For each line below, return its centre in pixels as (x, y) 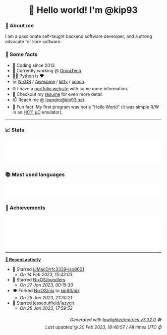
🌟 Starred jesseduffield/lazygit (43, 303)
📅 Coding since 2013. (34, 65)
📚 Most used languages (35, 174)
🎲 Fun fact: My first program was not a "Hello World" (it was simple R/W (86, 107)
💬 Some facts (22, 55)
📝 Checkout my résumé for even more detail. (58, 94)
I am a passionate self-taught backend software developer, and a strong (79, 36)
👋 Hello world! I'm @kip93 (83, 10)
